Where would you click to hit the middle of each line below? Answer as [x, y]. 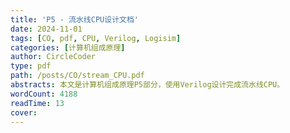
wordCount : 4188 [44, 94]
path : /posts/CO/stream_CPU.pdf [77, 76]
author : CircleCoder [53, 57]
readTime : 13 [37, 103]
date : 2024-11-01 [46, 29]
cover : [24, 112]
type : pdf [31, 66]
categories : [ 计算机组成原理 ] [68, 47]
